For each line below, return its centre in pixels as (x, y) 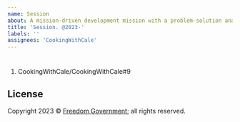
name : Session (29, 14)
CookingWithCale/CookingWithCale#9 (74, 72)
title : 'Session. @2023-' (46, 27)
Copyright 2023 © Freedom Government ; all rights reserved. (96, 111)
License (25, 94)
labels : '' (24, 34)
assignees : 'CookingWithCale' (52, 40)
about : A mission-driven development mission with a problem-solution (115, 21)
